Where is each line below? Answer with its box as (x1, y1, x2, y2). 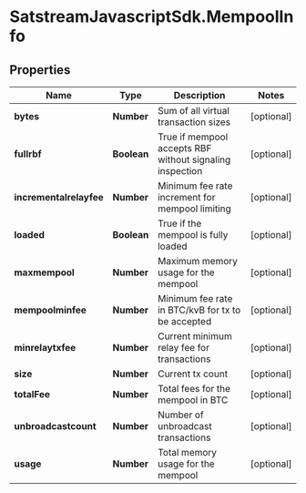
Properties (9, 62, 71, 77)
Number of (158, 408, 204, 421)
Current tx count (158, 367, 229, 380)
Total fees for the (158, 383, 230, 395)
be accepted (158, 315, 212, 327)
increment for (158, 191, 216, 203)
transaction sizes (158, 116, 230, 128)
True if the (158, 217, 202, 230)
